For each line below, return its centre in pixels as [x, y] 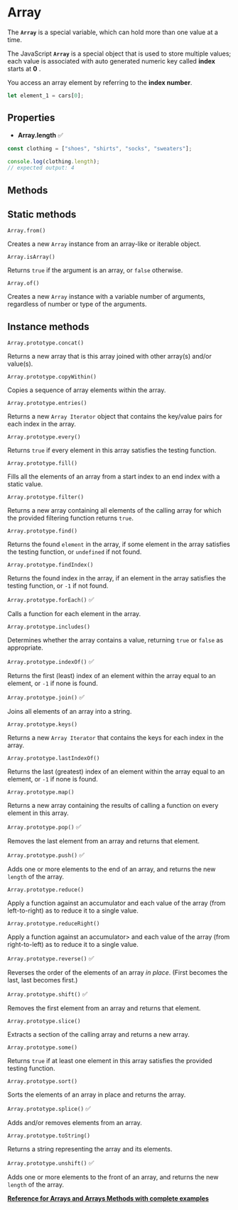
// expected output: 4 [41, 168]
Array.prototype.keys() [43, 724]
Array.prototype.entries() [47, 404]
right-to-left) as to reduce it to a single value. [73, 945]
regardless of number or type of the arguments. [77, 304]
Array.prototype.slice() [44, 1021]
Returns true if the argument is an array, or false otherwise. [95, 270]
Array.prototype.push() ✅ [46, 855]
